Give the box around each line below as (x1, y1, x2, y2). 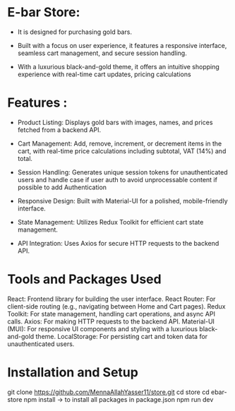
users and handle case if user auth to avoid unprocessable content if (17, 175, 217, 184)
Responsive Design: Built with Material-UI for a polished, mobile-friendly (17, 196, 228, 205)
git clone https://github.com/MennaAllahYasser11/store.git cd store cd (7, 388, 210, 396)
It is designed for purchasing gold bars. (17, 28, 133, 36)
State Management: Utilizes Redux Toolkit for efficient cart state (17, 218, 204, 226)
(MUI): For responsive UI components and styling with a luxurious (7, 324, 198, 333)
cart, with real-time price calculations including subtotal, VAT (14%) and (17, 146, 227, 155)
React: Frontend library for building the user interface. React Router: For (7, 294, 216, 303)
